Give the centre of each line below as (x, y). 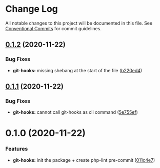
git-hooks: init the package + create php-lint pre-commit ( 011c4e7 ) (84, 160)
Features (17, 149)
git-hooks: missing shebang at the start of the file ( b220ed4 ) (77, 70)
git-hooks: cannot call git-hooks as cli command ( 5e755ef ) (75, 112)
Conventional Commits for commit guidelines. (53, 28)
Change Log (32, 9)
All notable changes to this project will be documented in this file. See (79, 23)
